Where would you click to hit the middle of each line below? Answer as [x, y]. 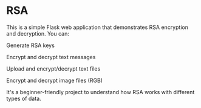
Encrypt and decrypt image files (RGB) [55, 80]
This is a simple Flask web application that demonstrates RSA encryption [97, 27]
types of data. [24, 98]
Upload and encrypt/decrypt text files [53, 68]
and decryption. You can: [38, 33]
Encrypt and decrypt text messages [51, 57]
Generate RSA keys [30, 45]
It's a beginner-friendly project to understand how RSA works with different [101, 92]
